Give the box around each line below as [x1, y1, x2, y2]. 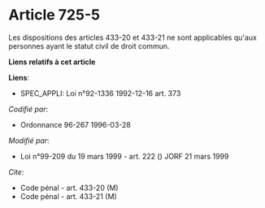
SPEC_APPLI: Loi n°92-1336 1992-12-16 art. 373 [20, 88, 181, 98]
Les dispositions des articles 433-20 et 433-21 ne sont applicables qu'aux [8, 32, 258, 42]
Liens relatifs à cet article [8, 57, 96, 67]
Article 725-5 [8, 6, 100, 24]
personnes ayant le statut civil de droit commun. [8, 41, 170, 50]
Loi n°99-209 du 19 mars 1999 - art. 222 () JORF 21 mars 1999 [20, 151, 229, 161]
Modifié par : [8, 136, 50, 145]
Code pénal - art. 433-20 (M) [20, 183, 119, 193]
